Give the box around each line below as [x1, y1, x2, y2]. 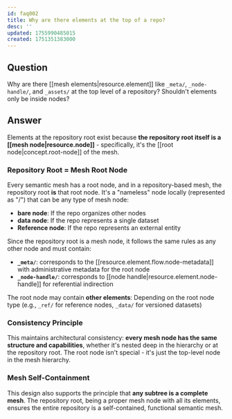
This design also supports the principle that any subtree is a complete [7, 389, 208, 397]
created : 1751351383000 [7, 36, 76, 43]
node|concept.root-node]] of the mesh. [7, 148, 120, 156]
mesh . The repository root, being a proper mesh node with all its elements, [7, 396, 221, 404]
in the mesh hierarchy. [7, 356, 71, 364]
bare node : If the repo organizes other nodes [17, 209, 147, 217]
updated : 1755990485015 [7, 29, 76, 37]
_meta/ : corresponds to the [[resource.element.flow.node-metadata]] [17, 258, 214, 267]
